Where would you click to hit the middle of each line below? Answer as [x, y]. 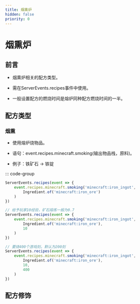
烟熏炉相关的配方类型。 [36, 78]
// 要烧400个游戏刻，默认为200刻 [35, 247]
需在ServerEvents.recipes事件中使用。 [51, 88]
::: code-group [20, 174]
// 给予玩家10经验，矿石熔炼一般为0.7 [40, 210]
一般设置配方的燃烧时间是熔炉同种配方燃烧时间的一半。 [69, 99]
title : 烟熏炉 [19, 10]
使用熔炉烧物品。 [30, 143]
